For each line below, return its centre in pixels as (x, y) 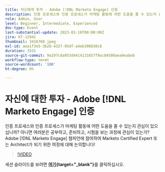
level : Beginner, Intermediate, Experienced (51, 23)
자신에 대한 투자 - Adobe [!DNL (66, 99)
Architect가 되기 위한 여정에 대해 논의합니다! (53, 144)
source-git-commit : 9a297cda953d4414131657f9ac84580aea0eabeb (70, 55)
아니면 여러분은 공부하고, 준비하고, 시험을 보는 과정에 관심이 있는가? (85, 132)
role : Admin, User (24, 19)
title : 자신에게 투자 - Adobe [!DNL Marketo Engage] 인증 (61, 10)
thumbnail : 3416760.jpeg (30, 42)
